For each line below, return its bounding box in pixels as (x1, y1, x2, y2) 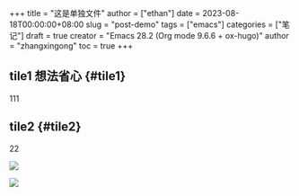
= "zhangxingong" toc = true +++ (9, 40, 134, 51)
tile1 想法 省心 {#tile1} (9, 68, 127, 84)
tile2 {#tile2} (9, 120, 82, 135)
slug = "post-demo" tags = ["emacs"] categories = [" (85, 19, 283, 30)
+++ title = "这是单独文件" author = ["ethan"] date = (9, 8, 201, 18)
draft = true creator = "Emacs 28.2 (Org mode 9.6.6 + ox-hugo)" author (25, 31, 290, 40)
